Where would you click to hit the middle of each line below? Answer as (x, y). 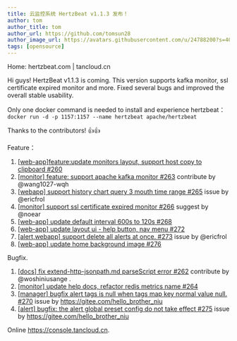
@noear (29, 214)
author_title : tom (34, 27)
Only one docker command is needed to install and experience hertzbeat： (116, 110)
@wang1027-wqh (43, 184)
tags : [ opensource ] (36, 46)
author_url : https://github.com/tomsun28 (69, 33)
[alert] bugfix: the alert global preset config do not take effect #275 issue (123, 309)
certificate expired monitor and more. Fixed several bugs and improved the (116, 88)
